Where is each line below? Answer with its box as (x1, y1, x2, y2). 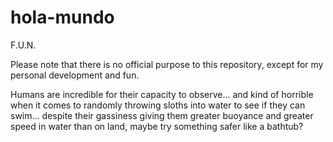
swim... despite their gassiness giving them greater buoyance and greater (10, 109, 314, 121)
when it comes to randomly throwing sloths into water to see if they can (10, 99, 306, 111)
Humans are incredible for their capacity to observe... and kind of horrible (10, 88, 314, 100)
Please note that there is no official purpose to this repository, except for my (10, 58, 324, 70)
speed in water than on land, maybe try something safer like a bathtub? (10, 120, 304, 132)
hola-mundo (10, 6, 115, 29)
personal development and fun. (10, 69, 140, 81)
